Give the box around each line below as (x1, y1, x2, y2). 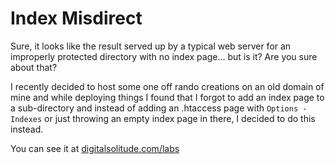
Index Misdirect (10, 7, 143, 30)
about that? (10, 61, 58, 73)
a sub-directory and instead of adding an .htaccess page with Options (10, 102, 299, 114)
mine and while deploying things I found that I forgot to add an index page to (10, 91, 325, 103)
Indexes (10, 114, 43, 124)
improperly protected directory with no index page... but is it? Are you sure (10, 50, 318, 62)
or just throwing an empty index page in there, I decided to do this (44, 112, 316, 124)
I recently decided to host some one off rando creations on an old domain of (10, 80, 325, 92)
